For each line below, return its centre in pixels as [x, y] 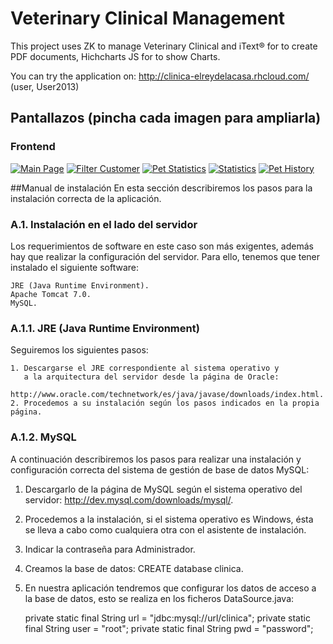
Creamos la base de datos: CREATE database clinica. [134, 568]
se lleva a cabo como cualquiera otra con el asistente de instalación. [165, 529]
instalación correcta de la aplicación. [86, 198]
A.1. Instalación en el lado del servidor [104, 224]
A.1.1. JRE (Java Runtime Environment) [105, 328]
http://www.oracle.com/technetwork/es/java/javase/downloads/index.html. [167, 395]
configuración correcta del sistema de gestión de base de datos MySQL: [160, 469]
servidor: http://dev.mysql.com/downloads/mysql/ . [129, 499]
